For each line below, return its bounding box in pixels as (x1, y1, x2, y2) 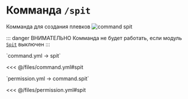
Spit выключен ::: (6, 41, 50, 48)
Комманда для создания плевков (6, 23, 90, 30)
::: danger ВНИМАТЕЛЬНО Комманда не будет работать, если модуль (6, 34, 182, 41)
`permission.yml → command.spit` (6, 75, 90, 82)
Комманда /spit (6, 4, 91, 17)
